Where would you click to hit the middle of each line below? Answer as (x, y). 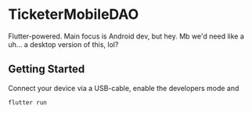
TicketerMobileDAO (74, 15)
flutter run (27, 102)
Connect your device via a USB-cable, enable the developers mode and (124, 88)
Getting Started (47, 69)
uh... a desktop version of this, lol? (63, 44)
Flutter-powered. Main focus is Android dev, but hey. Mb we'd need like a (126, 36)
